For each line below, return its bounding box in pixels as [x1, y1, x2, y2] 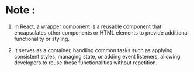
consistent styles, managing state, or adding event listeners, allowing [13, 53, 181, 60]
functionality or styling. [13, 35, 70, 42]
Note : [5, 4, 36, 17]
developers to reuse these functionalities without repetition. [13, 59, 158, 66]
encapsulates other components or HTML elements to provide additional [13, 29, 189, 36]
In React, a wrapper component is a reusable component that [13, 23, 162, 30]
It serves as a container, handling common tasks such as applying [13, 46, 173, 53]
